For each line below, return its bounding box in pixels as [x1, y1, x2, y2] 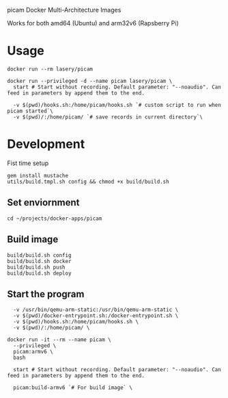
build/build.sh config [7, 251, 72, 259]
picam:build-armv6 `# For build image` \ [13, 384, 133, 391]
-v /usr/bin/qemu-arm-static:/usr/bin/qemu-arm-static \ [13, 306, 179, 314]
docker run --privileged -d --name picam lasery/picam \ [7, 77, 173, 84]
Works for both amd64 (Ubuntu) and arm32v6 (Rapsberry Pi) [7, 19, 179, 27]
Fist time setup [7, 159, 49, 167]
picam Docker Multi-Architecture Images [7, 6, 122, 14]
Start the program [7, 288, 85, 300]
